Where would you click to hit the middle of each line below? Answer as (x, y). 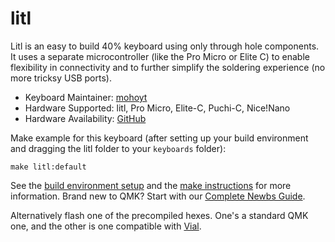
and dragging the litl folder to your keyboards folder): (118, 148)
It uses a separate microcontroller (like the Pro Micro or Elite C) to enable (160, 56)
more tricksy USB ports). (61, 78)
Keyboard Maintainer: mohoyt (86, 97)
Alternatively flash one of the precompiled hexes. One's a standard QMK (159, 215)
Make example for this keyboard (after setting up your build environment (159, 138)
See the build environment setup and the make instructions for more (151, 185)
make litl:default (48, 167)
